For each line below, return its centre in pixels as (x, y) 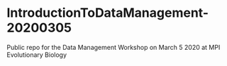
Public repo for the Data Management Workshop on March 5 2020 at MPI (113, 47)
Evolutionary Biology (37, 55)
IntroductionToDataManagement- (108, 13)
